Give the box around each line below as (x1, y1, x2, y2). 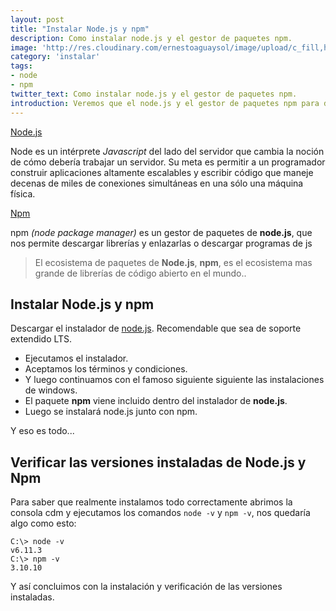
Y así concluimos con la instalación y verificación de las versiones (10, 581, 283, 593)
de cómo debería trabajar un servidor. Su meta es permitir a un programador (10, 156, 326, 168)
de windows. (24, 384, 78, 396)
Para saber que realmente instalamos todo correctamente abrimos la (10, 496, 293, 508)
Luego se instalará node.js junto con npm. (24, 406, 198, 418)
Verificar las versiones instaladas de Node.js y (10, 454, 307, 471)
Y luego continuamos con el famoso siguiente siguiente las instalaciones (24, 374, 325, 386)
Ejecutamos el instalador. (24, 352, 129, 365)
